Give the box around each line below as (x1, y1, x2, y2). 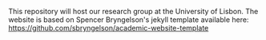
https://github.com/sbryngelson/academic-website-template (8, 24, 209, 32)
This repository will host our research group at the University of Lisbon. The (8, 7, 259, 16)
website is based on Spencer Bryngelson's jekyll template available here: (8, 15, 249, 24)
